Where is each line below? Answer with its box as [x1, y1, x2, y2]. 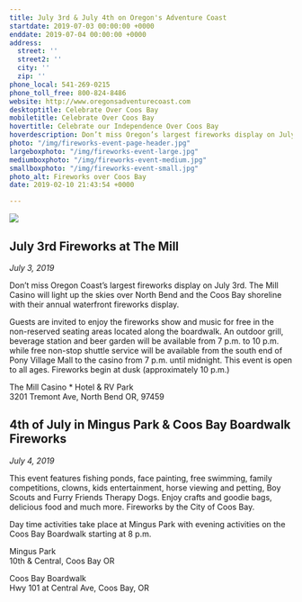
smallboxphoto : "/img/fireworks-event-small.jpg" [9, 164, 200, 173]
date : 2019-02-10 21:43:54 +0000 [9, 181, 135, 190]
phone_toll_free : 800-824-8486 [9, 88, 127, 97]
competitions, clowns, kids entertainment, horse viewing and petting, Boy [9, 482, 281, 493]
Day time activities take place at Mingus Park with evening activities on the [9, 518, 286, 529]
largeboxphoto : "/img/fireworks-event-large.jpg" [9, 147, 200, 156]
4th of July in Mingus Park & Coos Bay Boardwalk [9, 418, 291, 433]
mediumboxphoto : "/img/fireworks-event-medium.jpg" [9, 155, 207, 165]
